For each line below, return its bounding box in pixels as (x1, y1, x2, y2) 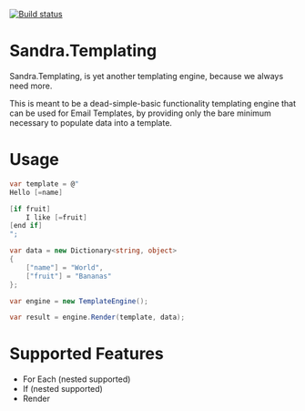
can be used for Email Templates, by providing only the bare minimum (9, 108, 271, 118)
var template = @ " (9, 179, 79, 189)
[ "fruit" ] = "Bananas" (25, 272, 112, 281)
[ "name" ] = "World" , (25, 262, 104, 272)
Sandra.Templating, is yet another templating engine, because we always (9, 70, 284, 81)
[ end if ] (9, 221, 43, 231)
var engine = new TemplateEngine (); (9, 296, 148, 305)
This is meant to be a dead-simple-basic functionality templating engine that (9, 98, 297, 108)
